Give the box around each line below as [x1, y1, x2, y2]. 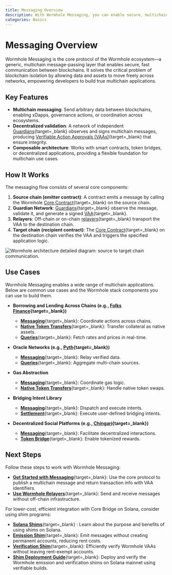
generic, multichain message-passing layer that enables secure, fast [5, 62, 150, 68]
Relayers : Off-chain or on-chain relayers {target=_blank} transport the [12, 216, 160, 222]
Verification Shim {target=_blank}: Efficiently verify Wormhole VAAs [12, 543, 156, 549]
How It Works [5, 170, 50, 179]
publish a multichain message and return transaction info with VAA [12, 480, 154, 486]
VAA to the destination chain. [12, 221, 74, 227]
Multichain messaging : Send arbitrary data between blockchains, [12, 106, 152, 113]
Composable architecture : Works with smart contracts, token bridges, [12, 145, 162, 151]
